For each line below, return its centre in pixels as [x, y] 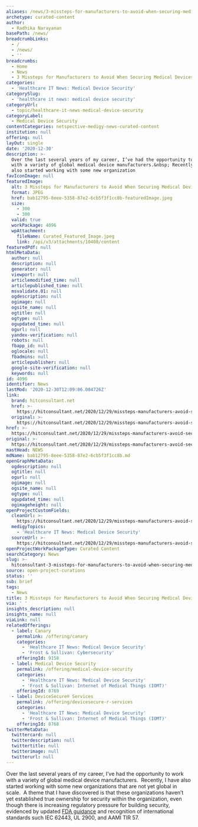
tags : [13, 587]
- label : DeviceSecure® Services [52, 697]
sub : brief [19, 581]
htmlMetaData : [24, 253]
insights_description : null [41, 609]
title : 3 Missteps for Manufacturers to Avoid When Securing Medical [93, 598]
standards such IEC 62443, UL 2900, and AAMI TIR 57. [73, 818]
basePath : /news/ [27, 34]
